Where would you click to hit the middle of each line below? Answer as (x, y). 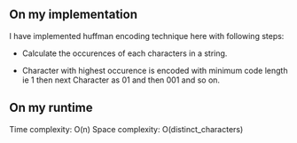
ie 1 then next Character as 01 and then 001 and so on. (121, 80)
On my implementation (74, 15)
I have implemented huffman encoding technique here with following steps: (147, 36)
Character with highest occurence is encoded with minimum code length (155, 70)
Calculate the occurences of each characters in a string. (125, 53)
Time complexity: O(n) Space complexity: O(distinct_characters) (126, 129)
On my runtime (51, 108)
